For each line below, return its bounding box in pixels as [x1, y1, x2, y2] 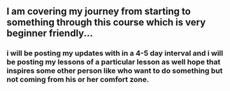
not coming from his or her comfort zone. [6, 75, 150, 85]
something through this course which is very [6, 17, 206, 29]
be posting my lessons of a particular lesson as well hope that [6, 57, 221, 67]
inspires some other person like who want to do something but [6, 66, 223, 76]
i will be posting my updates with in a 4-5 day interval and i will [6, 48, 224, 58]
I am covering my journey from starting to [6, 6, 192, 17]
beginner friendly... [6, 27, 94, 39]
